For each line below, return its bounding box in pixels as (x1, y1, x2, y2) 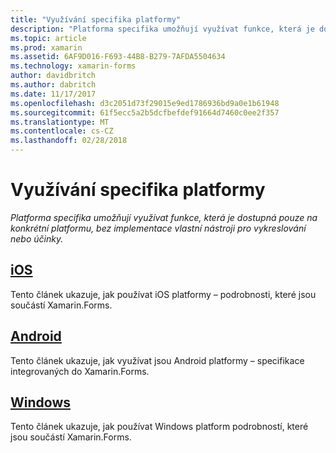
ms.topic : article (10, 33, 87, 43)
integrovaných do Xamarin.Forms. (10, 365, 150, 377)
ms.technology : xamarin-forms (10, 61, 137, 71)
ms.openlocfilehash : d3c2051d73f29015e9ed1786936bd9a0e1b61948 (10, 98, 280, 108)
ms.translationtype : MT (10, 117, 110, 127)
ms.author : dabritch (10, 80, 97, 90)
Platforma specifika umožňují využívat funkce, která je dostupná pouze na (10, 211, 318, 223)
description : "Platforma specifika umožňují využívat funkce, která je (10, 24, 315, 34)
